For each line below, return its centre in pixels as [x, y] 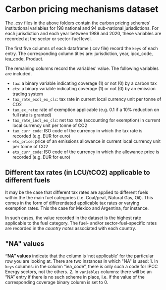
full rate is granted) [32, 115]
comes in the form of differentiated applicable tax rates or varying [72, 203]
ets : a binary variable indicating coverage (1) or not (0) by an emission [84, 88]
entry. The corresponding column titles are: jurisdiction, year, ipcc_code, [79, 54]
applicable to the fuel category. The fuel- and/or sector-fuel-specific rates [81, 223]
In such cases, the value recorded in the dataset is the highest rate [73, 218]
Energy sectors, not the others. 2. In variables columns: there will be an [79, 272]
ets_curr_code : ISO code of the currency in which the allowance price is [86, 152]
